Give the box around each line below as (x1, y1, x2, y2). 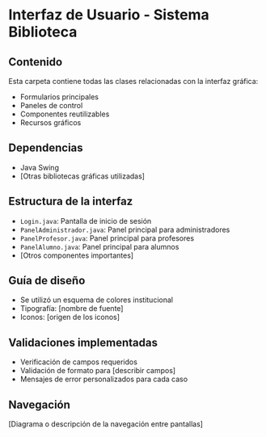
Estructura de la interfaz (8, 195, 133, 208)
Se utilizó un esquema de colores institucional (19, 295, 174, 305)
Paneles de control (19, 101, 83, 110)
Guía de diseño (8, 274, 86, 288)
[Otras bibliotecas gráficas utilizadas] (19, 171, 146, 181)
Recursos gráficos (19, 118, 82, 127)
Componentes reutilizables (19, 109, 110, 119)
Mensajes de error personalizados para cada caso (19, 374, 188, 384)
